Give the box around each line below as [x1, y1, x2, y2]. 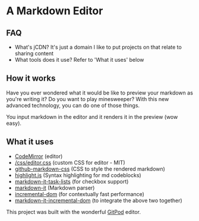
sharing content [14, 50, 54, 57]
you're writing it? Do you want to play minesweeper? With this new [6, 95, 169, 102]
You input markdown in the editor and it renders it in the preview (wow [6, 113, 178, 120]
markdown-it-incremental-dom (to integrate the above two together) [14, 197, 182, 204]
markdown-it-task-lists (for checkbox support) [14, 178, 129, 185]
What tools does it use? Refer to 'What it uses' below [14, 56, 144, 63]
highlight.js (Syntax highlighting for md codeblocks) [14, 171, 141, 179]
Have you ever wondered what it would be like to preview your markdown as [6, 89, 193, 96]
